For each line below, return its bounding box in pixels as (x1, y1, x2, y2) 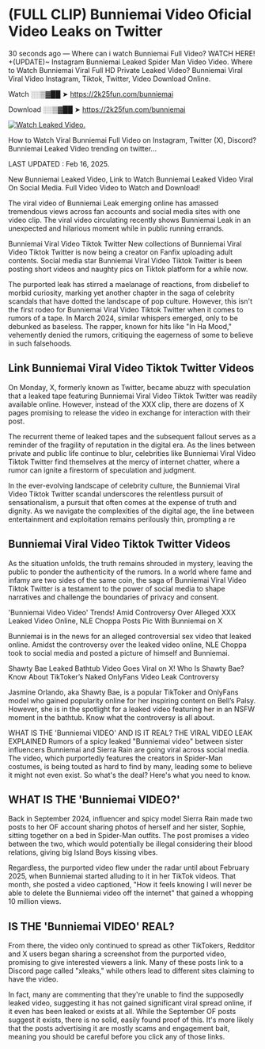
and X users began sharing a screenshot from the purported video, (8, 949, 227, 959)
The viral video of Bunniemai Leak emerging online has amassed (8, 198, 219, 208)
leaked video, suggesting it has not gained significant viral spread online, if (8, 998, 252, 1008)
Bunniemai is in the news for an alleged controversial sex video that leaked (8, 631, 252, 641)
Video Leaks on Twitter (8, 22, 163, 40)
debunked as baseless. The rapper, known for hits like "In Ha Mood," (8, 321, 232, 331)
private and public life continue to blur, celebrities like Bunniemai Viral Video (8, 448, 256, 458)
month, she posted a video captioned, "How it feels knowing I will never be (8, 880, 252, 890)
